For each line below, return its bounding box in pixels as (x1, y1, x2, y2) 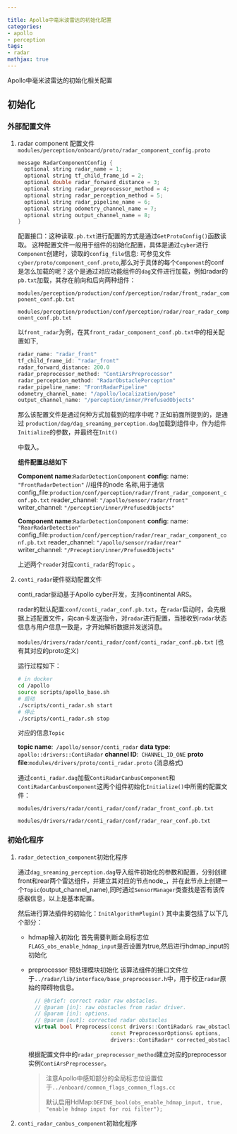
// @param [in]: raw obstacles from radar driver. (34, 1004, 187, 1011)
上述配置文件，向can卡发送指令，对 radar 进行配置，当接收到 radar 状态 (23, 614, 227, 623)
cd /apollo (17, 682, 50, 690)
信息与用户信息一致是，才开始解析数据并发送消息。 (17, 623, 166, 631)
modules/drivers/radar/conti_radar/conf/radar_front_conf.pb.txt (17, 805, 214, 812)
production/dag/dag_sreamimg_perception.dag (25, 420, 159, 427)
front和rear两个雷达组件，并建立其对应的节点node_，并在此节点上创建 (17, 876, 222, 885)
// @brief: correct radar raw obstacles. (34, 997, 159, 1004)
